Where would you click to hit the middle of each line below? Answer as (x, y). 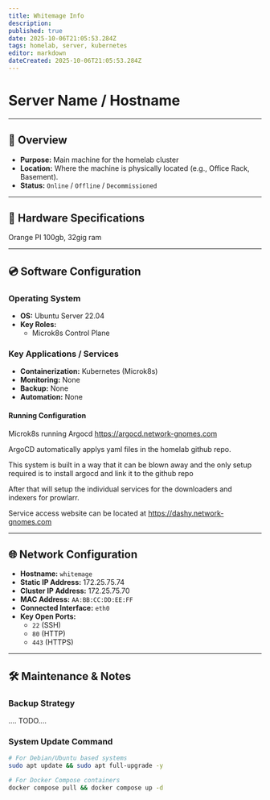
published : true (35, 31)
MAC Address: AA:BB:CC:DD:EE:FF (76, 599)
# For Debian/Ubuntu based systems (68, 758)
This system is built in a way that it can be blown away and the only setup (130, 465)
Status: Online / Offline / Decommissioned (88, 185)
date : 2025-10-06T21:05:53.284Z (62, 38)
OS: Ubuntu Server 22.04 (62, 316)
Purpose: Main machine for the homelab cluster (99, 160)
